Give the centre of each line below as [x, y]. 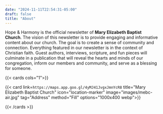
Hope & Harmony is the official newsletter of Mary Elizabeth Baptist [73, 33]
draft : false [18, 14]
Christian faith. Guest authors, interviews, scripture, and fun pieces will [76, 53]
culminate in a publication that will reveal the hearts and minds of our [74, 58]
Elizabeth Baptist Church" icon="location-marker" [55, 92]
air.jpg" [12, 98]
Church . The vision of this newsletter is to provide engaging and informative [81, 37]
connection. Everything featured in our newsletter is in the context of [74, 48]
